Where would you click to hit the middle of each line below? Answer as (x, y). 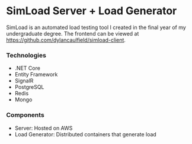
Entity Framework (36, 75)
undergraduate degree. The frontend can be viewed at (73, 33)
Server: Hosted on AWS (44, 128)
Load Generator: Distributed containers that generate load (86, 134)
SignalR (24, 81)
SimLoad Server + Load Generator (92, 11)
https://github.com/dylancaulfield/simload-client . (66, 40)
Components (25, 115)
